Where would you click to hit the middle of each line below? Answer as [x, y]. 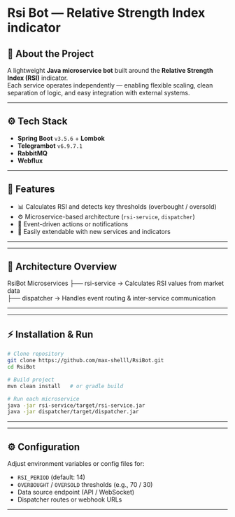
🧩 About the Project [51, 54]
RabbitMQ [32, 153]
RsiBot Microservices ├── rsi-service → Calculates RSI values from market [115, 283]
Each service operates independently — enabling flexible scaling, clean [110, 85]
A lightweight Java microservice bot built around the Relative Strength [110, 70]
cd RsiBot [22, 367]
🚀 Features [31, 189]
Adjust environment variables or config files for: [76, 464]
